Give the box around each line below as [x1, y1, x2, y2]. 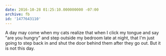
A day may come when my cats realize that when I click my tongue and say [5, 30, 159, 36]
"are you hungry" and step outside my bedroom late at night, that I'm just [5, 35, 155, 41]
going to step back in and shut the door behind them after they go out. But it [5, 40, 161, 46]
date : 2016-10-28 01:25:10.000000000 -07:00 [5, 7, 99, 12]
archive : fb [5, 12, 30, 17]
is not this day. [5, 45, 35, 52]
